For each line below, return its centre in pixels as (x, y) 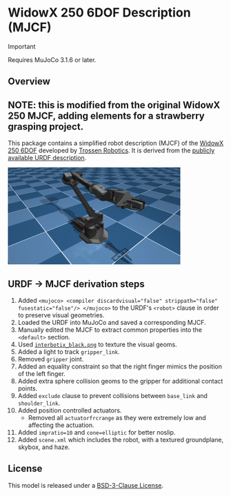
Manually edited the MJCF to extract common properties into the (110, 330)
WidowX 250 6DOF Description (100, 13)
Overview (29, 82)
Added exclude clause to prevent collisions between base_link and (112, 395)
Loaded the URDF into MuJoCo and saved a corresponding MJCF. (112, 322)
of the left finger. (42, 373)
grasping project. (46, 127)
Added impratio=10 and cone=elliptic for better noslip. (97, 432)
